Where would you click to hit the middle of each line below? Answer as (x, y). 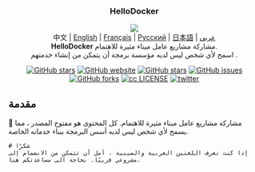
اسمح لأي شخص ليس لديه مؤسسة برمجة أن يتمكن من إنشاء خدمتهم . (134, 55)
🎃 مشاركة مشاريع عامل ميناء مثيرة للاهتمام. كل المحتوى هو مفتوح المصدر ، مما (125, 123)
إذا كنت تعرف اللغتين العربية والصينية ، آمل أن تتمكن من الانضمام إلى (128, 153)
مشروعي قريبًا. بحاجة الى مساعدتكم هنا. (75, 160)
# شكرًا (19, 146)
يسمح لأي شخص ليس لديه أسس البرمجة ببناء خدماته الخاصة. (99, 131)
